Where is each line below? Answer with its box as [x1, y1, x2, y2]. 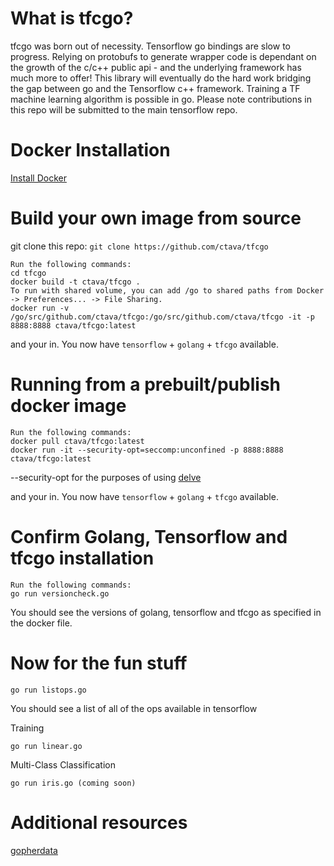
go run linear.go [10, 741, 83, 751]
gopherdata [10, 844, 58, 856]
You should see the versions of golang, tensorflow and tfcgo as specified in [10, 606, 322, 618]
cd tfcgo [10, 268, 47, 278]
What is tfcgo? [10, 7, 134, 30]
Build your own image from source [10, 207, 302, 230]
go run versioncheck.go [10, 588, 110, 599]
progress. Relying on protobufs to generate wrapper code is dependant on [10, 50, 317, 62]
